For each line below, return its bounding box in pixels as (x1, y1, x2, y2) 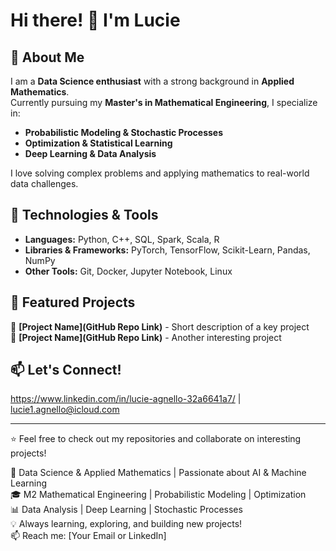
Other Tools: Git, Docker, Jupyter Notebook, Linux (24, 265, 233, 277)
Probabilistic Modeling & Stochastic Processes (24, 127, 223, 138)
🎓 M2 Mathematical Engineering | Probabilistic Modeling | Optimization (10, 489, 307, 501)
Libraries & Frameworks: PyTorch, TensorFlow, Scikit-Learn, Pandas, (24, 244, 311, 256)
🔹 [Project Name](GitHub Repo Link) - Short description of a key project (10, 320, 310, 333)
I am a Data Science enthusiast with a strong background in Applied (10, 75, 295, 87)
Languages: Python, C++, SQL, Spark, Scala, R (24, 233, 220, 245)
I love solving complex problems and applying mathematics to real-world (10, 167, 310, 179)
